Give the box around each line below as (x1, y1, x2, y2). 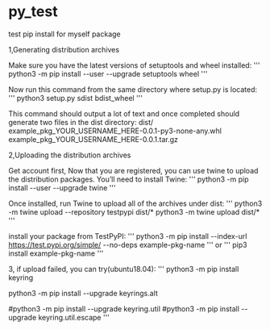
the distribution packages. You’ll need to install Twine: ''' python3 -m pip (8, 174, 249, 184)
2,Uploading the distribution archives (8, 150, 131, 160)
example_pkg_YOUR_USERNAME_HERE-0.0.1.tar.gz (8, 134, 179, 144)
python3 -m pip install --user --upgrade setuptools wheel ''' (8, 69, 208, 78)
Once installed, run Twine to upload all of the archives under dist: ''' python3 (8, 198, 263, 208)
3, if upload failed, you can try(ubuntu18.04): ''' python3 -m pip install (8, 264, 239, 274)
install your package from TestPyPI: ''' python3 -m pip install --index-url (8, 231, 247, 240)
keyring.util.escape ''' (38, 312, 110, 322)
